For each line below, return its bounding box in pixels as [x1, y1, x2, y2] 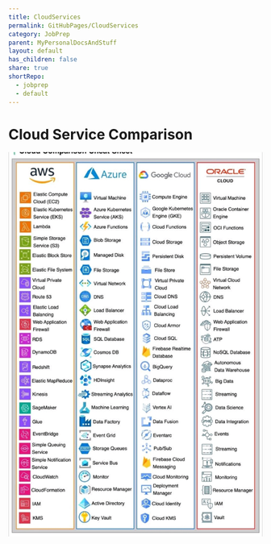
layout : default [8, 47, 63, 56]
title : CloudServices [8, 13, 81, 21]
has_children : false [8, 56, 78, 64]
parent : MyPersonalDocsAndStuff [8, 39, 117, 47]
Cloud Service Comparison [8, 125, 194, 143]
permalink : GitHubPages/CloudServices [8, 21, 139, 30]
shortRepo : [8, 73, 45, 81]
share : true [8, 64, 48, 73]
